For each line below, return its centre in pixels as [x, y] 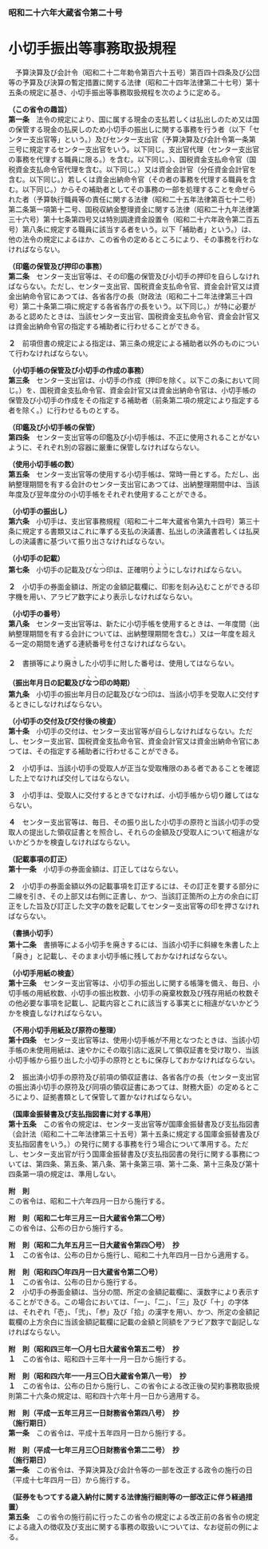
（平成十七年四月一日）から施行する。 [71, 1479]
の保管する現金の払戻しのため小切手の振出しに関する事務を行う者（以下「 [130, 129]
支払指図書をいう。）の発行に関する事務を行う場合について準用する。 [122, 1144]
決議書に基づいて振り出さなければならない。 [95, 541]
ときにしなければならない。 [60, 704]
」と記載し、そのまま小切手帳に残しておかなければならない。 [130, 956]
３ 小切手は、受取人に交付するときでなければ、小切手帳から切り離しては [130, 795]
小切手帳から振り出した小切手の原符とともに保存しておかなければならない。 [134, 1060]
